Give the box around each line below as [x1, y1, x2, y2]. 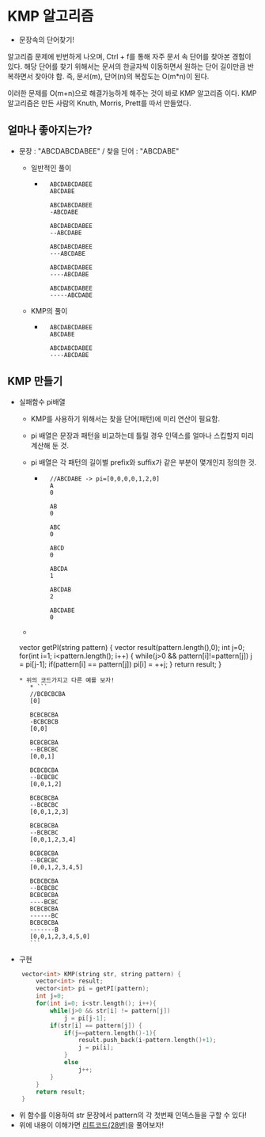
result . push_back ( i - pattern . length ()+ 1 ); [78, 1036, 217, 1044]
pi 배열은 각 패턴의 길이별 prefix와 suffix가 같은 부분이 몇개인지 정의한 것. [30, 457, 257, 467]
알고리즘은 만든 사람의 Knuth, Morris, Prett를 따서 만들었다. [7, 98, 191, 108]
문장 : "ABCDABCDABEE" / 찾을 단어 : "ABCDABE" [18, 146, 180, 155]
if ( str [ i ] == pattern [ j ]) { [49, 1021, 143, 1029]
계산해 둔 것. [30, 440, 69, 450]
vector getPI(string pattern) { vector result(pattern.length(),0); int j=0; [18, 642, 245, 652]
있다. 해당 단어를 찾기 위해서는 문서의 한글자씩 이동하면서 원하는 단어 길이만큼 [7, 61, 246, 71]
